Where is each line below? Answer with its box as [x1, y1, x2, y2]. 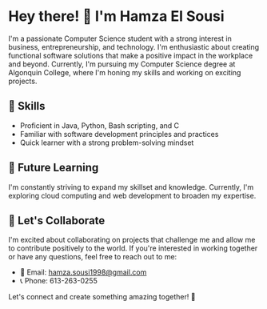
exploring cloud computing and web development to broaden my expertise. [8, 191, 257, 200]
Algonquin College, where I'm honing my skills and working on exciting [8, 67, 241, 77]
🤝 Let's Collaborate [8, 214, 106, 227]
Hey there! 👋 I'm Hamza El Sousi [8, 7, 225, 26]
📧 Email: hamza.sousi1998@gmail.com [19, 267, 147, 277]
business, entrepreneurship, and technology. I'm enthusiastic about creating [8, 42, 260, 51]
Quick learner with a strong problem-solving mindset [19, 138, 194, 147]
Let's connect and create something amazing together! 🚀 [8, 292, 196, 302]
